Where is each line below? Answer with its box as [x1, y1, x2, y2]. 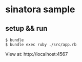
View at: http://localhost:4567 [5, 51, 68, 57]
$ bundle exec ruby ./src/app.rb [5, 42, 77, 47]
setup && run [5, 24, 48, 33]
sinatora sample [5, 4, 75, 15]
